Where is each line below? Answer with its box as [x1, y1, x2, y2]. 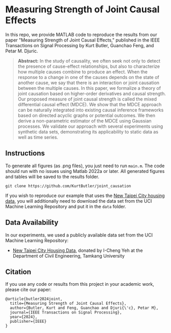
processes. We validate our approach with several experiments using [17, 123, 163, 129]
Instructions [5, 149, 45, 158]
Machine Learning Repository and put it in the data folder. [5, 203, 127, 209]
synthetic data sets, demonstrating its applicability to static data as [17, 128, 159, 134]
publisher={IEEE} [10, 319, 47, 324]
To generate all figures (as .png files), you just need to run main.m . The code [5, 163, 165, 169]
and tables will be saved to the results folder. [5, 173, 100, 180]
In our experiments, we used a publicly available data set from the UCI [5, 232, 153, 238]
